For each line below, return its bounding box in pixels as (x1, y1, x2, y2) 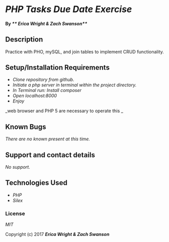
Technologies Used (5, 178, 67, 187)
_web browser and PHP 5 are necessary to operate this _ (5, 108, 123, 114)
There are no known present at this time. (5, 136, 90, 142)
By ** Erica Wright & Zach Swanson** (5, 20, 88, 26)
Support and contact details (5, 151, 95, 159)
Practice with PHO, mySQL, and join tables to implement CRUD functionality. (5, 49, 164, 55)
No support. (5, 164, 30, 170)
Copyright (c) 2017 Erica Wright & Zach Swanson (5, 231, 110, 237)
